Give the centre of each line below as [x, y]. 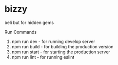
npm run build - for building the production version [62, 46]
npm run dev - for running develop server [53, 41]
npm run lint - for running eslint [43, 57]
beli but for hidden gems [29, 22]
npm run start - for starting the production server [61, 52]
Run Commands [21, 32]
